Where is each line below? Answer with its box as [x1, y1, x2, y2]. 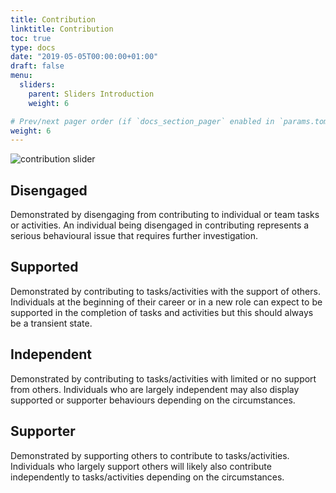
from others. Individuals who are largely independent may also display [10, 383, 300, 395]
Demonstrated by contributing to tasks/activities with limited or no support [10, 372, 317, 385]
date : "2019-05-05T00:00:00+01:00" [10, 52, 159, 62]
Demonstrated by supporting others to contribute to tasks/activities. [10, 449, 290, 461]
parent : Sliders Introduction [28, 89, 155, 99]
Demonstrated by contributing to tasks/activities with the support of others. [10, 285, 321, 297]
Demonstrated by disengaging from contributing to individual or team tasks [10, 209, 320, 221]
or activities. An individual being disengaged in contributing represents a [10, 219, 310, 231]
